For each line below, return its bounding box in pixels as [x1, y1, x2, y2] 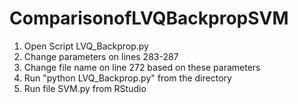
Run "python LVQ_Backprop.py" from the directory [23, 72, 232, 84]
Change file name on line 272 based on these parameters [23, 61, 261, 73]
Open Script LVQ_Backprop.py [23, 40, 149, 52]
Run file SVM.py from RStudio [23, 82, 147, 94]
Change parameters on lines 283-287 [23, 50, 179, 62]
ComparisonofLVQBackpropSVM [9, 7, 289, 30]
